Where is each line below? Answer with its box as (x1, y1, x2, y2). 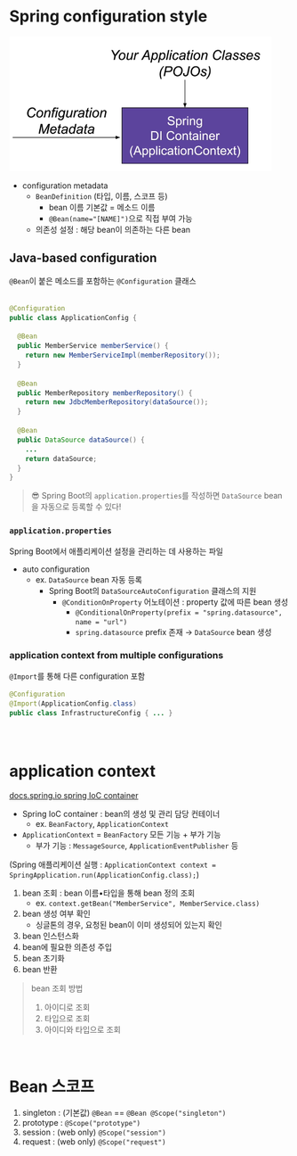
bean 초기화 (21, 953, 65, 964)
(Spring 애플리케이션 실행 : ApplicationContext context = (9, 859, 216, 871)
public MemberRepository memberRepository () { (17, 388, 193, 398)
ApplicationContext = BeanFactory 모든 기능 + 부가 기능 (21, 830, 221, 840)
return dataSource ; (25, 454, 98, 463)
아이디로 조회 (44, 1002, 91, 1013)
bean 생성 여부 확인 (21, 908, 91, 920)
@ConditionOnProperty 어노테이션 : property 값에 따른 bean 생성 (61, 596, 289, 607)
